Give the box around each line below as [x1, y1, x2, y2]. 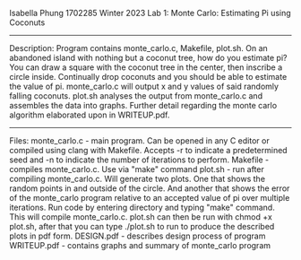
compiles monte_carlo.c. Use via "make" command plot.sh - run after [9, 164, 264, 174]
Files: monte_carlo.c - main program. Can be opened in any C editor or [9, 135, 271, 146]
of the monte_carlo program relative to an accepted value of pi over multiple [9, 193, 290, 203]
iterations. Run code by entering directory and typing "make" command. [9, 202, 275, 212]
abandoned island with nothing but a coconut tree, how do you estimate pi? [9, 53, 288, 63]
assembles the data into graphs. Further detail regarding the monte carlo [9, 100, 278, 110]
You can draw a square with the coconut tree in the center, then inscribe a [9, 62, 283, 73]
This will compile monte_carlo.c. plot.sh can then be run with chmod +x [9, 212, 273, 222]
